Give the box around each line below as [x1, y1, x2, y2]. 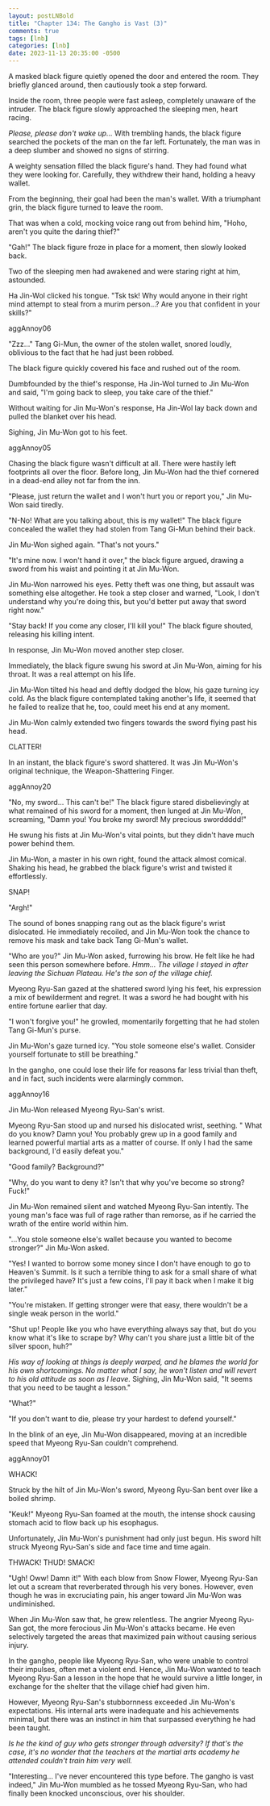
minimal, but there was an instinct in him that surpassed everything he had [8, 1715, 256, 1724]
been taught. [8, 1723, 51, 1733]
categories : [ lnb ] [8, 42, 70, 50]
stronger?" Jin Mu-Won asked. [8, 1243, 110, 1253]
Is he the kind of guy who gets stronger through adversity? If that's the [8, 1739, 244, 1748]
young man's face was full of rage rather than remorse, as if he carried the [8, 1211, 256, 1220]
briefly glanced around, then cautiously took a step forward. [8, 80, 208, 90]
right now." [8, 606, 44, 615]
